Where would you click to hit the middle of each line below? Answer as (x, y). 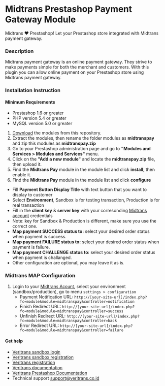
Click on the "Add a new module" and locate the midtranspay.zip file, (83, 159)
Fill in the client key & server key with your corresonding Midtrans (80, 211)
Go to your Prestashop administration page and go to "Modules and (82, 149)
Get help (14, 341)
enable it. (22, 175)
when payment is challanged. (42, 257)
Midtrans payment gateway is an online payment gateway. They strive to (79, 62)
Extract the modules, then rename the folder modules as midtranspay (83, 138)
